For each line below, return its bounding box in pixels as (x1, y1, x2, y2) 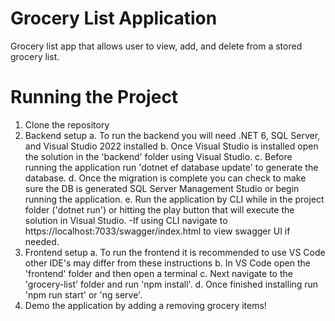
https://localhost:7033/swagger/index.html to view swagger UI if (24, 225, 291, 237)
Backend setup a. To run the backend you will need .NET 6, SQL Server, (24, 129, 321, 141)
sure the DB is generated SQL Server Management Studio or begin (24, 182, 300, 194)
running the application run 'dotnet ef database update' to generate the (24, 161, 319, 173)
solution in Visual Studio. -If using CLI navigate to (24, 214, 228, 226)
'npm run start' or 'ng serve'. (24, 288, 143, 301)
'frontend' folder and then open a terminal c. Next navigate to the (24, 267, 293, 279)
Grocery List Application (10, 7, 218, 30)
